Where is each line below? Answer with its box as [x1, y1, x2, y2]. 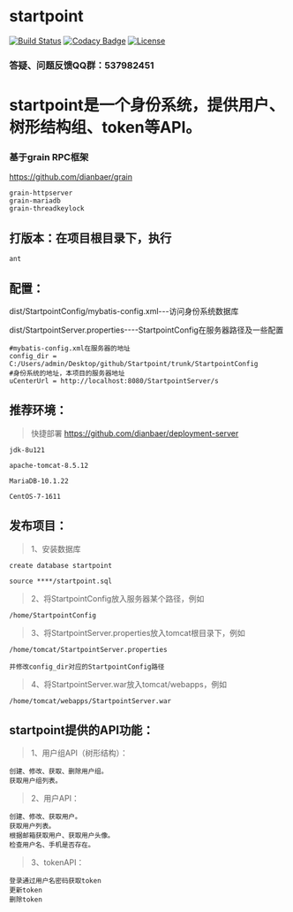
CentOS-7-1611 [9, 492, 62, 501]
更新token [9, 886, 42, 895]
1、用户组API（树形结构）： [30, 747, 128, 758]
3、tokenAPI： [30, 857, 85, 868]
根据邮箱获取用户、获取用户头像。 [9, 832, 115, 840]
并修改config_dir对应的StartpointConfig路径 [9, 662, 165, 671]
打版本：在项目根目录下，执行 [9, 230, 172, 245]
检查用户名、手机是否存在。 [9, 840, 95, 850]
